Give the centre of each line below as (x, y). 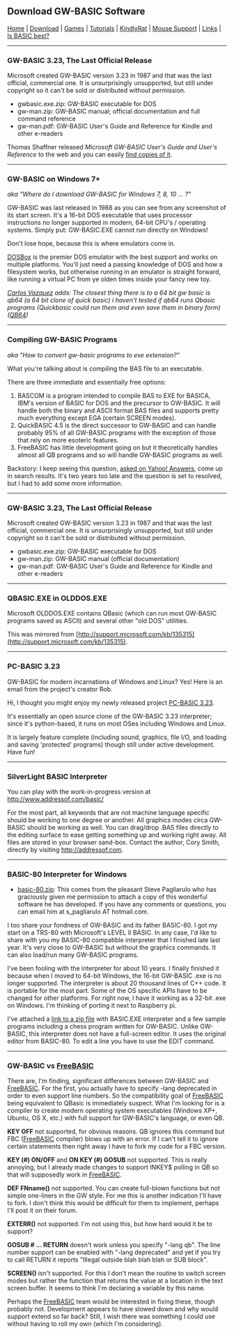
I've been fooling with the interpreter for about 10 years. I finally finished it (113, 969)
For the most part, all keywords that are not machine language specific (109, 812)
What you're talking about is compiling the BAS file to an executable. (106, 368)
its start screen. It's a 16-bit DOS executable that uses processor (100, 215)
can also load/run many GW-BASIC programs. (73, 955)
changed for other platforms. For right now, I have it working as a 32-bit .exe (117, 998)
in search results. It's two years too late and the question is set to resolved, (115, 476)
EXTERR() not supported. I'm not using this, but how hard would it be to (110, 1224)
